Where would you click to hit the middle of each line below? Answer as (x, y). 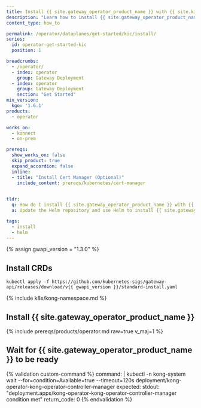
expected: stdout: (138, 386)
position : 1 (27, 51)
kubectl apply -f (28, 282)
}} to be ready (32, 360)
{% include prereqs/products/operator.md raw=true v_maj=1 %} (85, 331)
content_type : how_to (33, 23)
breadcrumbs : (22, 61)
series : (16, 39)
